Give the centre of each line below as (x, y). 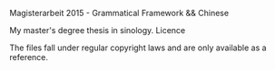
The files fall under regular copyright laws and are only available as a (138, 48)
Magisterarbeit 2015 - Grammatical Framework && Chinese (119, 13)
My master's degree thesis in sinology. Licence (98, 30)
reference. (29, 57)
